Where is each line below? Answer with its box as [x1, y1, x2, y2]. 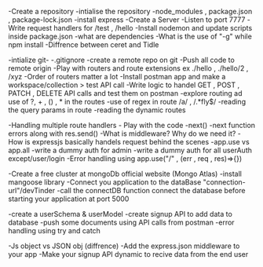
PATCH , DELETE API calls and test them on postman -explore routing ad [8, 89, 243, 97]
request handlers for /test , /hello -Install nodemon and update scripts [27, 24, 253, 32]
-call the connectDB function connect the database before [57, 186, 246, 195]
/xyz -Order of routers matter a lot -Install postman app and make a [8, 72, 226, 81]
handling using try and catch [8, 226, 100, 235]
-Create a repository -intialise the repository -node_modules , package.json [8, 7, 253, 16]
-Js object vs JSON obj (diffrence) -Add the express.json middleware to [8, 241, 240, 251]
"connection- [203, 177, 246, 187]
